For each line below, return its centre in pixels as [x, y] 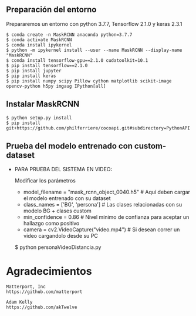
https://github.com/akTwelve [42, 307]
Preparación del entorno [51, 10]
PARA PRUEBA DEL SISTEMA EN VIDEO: [63, 169]
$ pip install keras [31, 76]
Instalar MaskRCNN [43, 104]
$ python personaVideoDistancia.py [58, 247]
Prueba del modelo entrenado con [70, 146]
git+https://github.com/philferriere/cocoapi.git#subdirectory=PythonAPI [98, 128]
